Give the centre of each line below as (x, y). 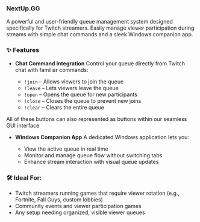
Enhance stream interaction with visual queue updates (91, 162)
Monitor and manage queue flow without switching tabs (93, 155)
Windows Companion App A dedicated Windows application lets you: (102, 137)
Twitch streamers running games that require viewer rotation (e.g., (97, 193)
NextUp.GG (23, 8)
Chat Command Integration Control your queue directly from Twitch (100, 63)
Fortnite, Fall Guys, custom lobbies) (59, 199)
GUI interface (23, 125)
